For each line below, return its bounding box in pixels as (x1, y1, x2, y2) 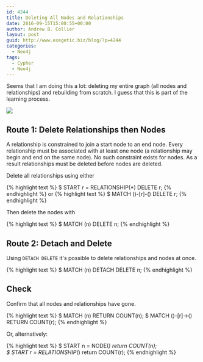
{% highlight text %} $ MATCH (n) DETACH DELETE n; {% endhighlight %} (6, 266, 193, 273)
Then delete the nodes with (6, 209, 75, 216)
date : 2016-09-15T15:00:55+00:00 (6, 20, 91, 26)
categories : (6, 43, 37, 49)
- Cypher (12, 60, 34, 66)
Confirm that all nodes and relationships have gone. (6, 300, 136, 307)
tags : (6, 54, 20, 60)
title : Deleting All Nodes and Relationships (6, 15, 124, 21)
